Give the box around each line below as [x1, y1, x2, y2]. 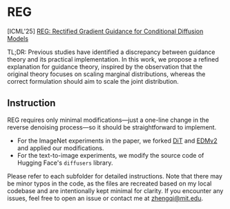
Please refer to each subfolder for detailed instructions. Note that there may [7, 172, 223, 180]
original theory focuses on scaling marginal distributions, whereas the [7, 70, 206, 78]
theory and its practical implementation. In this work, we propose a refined [7, 55, 219, 63]
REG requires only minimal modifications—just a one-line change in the [7, 116, 209, 124]
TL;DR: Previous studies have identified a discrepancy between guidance [7, 48, 215, 56]
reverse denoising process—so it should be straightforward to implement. [7, 122, 217, 131]
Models [7, 34, 29, 42]
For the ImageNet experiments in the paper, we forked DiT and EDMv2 [17, 136, 218, 145]
